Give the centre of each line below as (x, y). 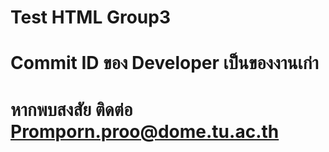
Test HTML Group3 (90, 17)
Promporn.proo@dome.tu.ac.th (145, 131)
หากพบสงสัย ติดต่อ (71, 109)
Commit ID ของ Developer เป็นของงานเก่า (164, 63)
